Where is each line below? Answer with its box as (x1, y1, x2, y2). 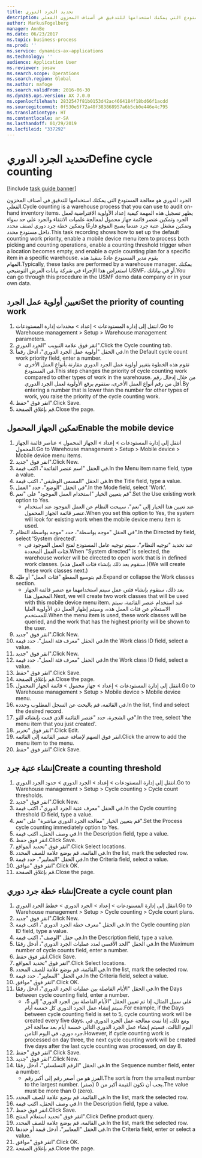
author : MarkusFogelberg (7, 20, 69, 26)
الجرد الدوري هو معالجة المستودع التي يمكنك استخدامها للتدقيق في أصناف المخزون (7, 196, 191, 203)
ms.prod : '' (7, 43, 37, 49)
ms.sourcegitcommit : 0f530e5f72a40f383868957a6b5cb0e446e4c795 (7, 103, 168, 110)
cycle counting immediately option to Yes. (15, 824, 119, 831)
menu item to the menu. (15, 739, 74, 747)
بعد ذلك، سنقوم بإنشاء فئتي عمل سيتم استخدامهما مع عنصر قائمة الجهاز (24, 586, 185, 593)
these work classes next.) (24, 567, 89, 574)
